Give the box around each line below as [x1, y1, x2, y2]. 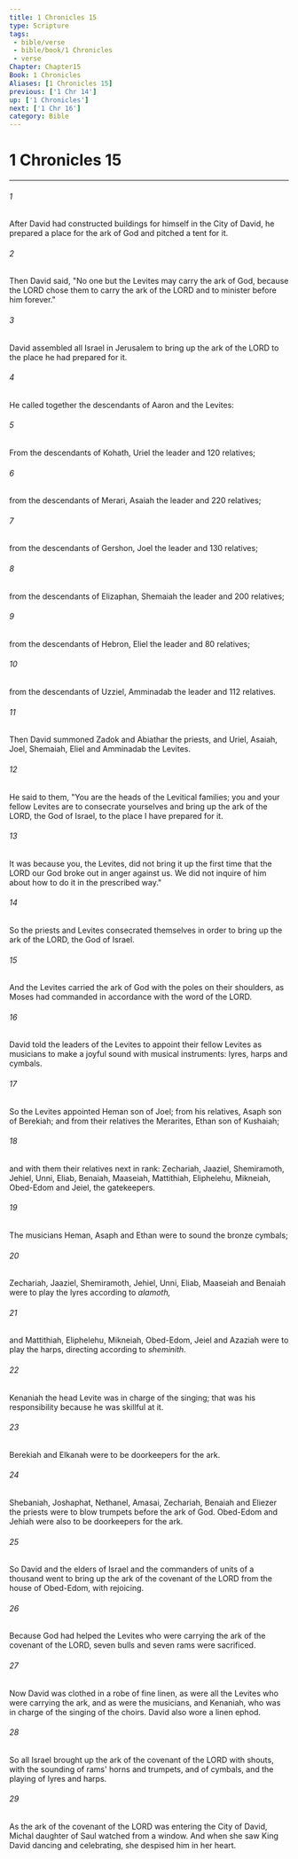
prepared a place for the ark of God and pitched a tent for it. [9, 228, 229, 239]
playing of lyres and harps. [9, 1773, 107, 1784]
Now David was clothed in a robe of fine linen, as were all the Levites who [9, 1688, 279, 1698]
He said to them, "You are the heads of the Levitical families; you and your [9, 792, 280, 802]
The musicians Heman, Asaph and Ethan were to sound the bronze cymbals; [9, 1230, 288, 1241]
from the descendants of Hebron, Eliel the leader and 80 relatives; [9, 638, 251, 649]
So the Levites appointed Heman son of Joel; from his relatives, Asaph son [9, 1106, 282, 1116]
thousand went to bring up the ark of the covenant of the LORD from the [9, 1573, 273, 1584]
